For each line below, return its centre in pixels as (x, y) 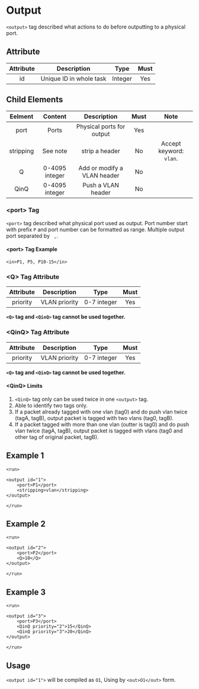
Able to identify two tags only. (51, 405)
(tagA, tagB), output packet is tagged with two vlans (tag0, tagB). (94, 418)
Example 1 (25, 456)
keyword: (171, 151)
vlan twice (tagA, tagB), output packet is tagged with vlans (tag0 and (99, 431)
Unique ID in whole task (73, 78)
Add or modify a (101, 168)
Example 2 (26, 524)
